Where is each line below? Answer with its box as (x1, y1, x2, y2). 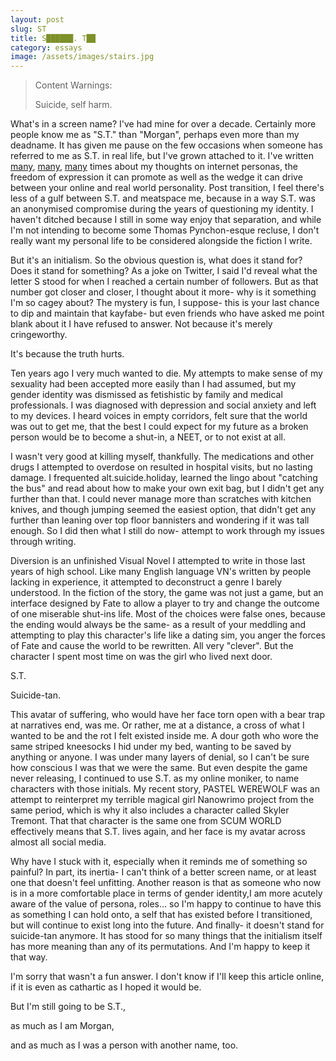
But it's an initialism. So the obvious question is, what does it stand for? (10, 254, 303, 266)
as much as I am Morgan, (10, 1020, 115, 1032)
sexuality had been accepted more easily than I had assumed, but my (10, 378, 297, 390)
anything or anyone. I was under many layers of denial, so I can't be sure (10, 751, 310, 763)
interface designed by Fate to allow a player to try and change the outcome (10, 597, 320, 610)
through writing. (10, 536, 77, 548)
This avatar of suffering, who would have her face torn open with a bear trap (10, 709, 326, 721)
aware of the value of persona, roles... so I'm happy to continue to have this (10, 898, 322, 910)
